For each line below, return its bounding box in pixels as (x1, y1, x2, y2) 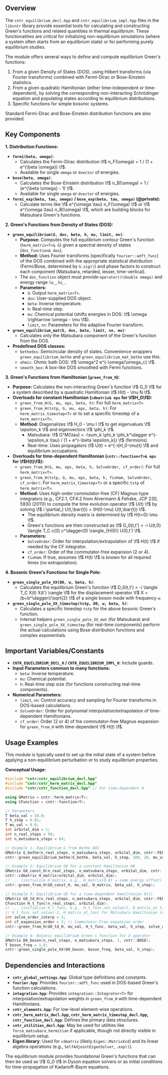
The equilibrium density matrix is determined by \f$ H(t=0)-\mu (27, 511, 158, 518)
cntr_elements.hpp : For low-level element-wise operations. (12, 1006, 134, 1012)
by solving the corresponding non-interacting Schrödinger (39, 90, 159, 96)
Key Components (5, 130, 60, 139)
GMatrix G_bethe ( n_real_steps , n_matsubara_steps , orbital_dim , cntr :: (5, 850, 157, 855)
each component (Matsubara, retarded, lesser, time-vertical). (19, 268, 146, 275)
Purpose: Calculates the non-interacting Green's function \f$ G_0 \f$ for (12, 383, 162, 390)
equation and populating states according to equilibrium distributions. (12, 95, 156, 101)
